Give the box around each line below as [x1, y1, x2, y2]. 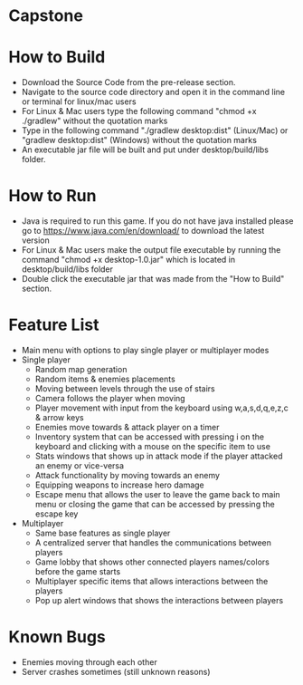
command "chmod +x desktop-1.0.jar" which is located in [21, 255, 236, 265]
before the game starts [34, 566, 121, 576]
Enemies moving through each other [21, 656, 157, 667]
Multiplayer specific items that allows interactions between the [34, 576, 269, 586]
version [21, 235, 51, 246]
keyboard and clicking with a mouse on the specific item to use [34, 441, 270, 451]
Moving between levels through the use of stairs [34, 383, 215, 394]
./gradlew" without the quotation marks [21, 115, 168, 127]
